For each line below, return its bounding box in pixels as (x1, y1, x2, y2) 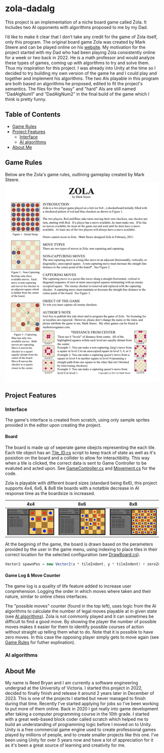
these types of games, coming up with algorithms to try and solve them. (5, 60, 150, 66)
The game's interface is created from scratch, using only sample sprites (5, 417, 150, 423)
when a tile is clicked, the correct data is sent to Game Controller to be (5, 460, 147, 466)
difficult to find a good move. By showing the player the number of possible (5, 619, 157, 625)
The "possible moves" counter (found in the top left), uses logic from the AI (5, 603, 157, 609)
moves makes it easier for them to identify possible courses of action (5, 624, 144, 630)
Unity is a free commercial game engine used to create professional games (5, 727, 156, 732)
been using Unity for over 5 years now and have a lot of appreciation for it (5, 737, 154, 743)
